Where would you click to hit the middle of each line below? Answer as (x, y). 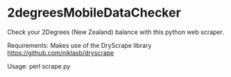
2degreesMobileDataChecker (94, 13)
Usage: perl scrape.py (39, 66)
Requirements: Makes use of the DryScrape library (79, 45)
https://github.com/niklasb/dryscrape (61, 53)
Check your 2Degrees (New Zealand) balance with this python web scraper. (115, 32)
